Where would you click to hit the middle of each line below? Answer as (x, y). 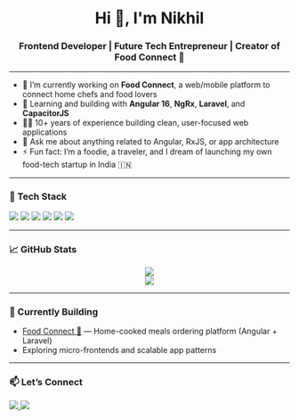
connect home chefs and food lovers (89, 95)
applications (44, 132)
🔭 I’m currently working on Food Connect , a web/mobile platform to (146, 85)
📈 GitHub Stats (43, 249)
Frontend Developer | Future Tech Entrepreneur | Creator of (149, 46)
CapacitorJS (45, 113)
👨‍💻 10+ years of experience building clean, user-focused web (135, 123)
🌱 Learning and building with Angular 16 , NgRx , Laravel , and (133, 104)
